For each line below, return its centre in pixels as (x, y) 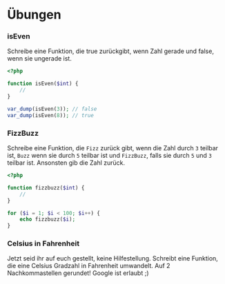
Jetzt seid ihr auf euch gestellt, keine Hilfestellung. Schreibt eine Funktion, (113, 258)
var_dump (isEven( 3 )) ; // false (52, 109)
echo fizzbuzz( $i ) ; (48, 220)
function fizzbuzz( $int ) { (46, 187)
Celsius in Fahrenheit (43, 243)
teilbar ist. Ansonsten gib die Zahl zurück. (66, 163)
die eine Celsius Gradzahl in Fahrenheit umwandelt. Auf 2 (89, 266)
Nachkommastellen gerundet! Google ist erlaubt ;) (78, 273)
